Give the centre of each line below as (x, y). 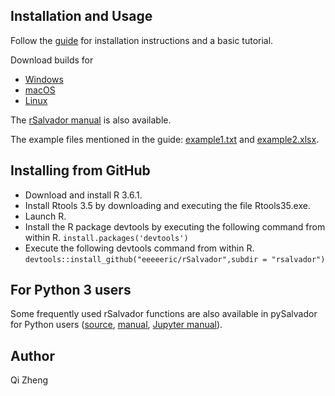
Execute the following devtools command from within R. (139, 248)
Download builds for (52, 60)
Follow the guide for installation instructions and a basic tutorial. (142, 40)
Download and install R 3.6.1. (83, 195)
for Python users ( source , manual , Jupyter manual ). (116, 325)
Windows (44, 79)
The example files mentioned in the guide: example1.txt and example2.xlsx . (165, 139)
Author (32, 355)
